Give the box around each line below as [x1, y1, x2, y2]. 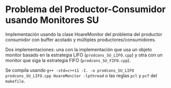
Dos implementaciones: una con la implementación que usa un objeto [5, 46, 152, 52]
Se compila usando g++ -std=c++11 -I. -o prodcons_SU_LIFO [5, 67, 134, 73]
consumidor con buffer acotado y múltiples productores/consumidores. [5, 37, 156, 43]
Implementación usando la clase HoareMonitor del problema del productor [5, 31, 163, 37]
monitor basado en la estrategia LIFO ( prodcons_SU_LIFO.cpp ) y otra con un [5, 52, 163, 58]
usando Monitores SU [5, 14, 99, 26]
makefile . [5, 78, 26, 84]
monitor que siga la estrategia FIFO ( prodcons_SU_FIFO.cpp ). [5, 57, 131, 63]
